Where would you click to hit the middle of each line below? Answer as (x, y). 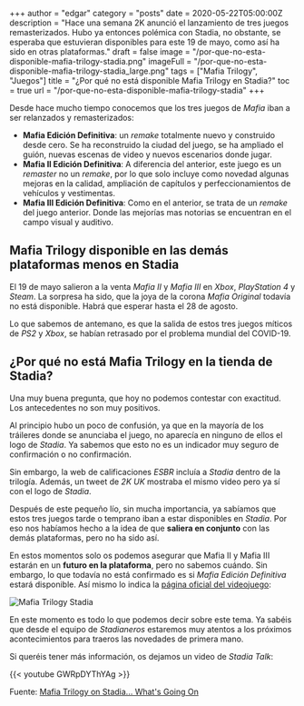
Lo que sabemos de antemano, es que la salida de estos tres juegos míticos (151, 323)
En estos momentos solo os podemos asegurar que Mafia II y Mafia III (140, 555)
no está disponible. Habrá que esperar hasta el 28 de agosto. (124, 306)
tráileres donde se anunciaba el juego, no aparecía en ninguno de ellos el (146, 434)
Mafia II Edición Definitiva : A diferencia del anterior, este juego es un (152, 164)
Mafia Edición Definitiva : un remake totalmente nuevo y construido (148, 135)
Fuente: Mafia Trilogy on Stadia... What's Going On (104, 691)
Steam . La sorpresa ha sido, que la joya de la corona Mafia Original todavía (150, 296)
